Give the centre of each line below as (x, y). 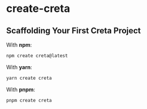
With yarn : (19, 67)
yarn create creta (29, 78)
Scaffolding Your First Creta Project (74, 31)
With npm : (19, 45)
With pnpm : (21, 89)
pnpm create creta (29, 100)
